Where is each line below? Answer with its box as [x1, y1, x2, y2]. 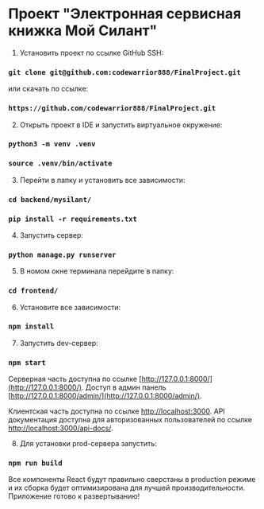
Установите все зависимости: [19, 302, 121, 312]
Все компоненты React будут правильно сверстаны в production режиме [8, 475, 256, 484]
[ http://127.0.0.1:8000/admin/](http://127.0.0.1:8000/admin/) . [8, 391, 202, 401]
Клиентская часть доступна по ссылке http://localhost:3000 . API [8, 406, 226, 416]
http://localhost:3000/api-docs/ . [8, 423, 113, 433]
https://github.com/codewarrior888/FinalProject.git [8, 104, 216, 113]
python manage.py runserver [8, 250, 117, 259]
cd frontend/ [8, 286, 59, 295]
